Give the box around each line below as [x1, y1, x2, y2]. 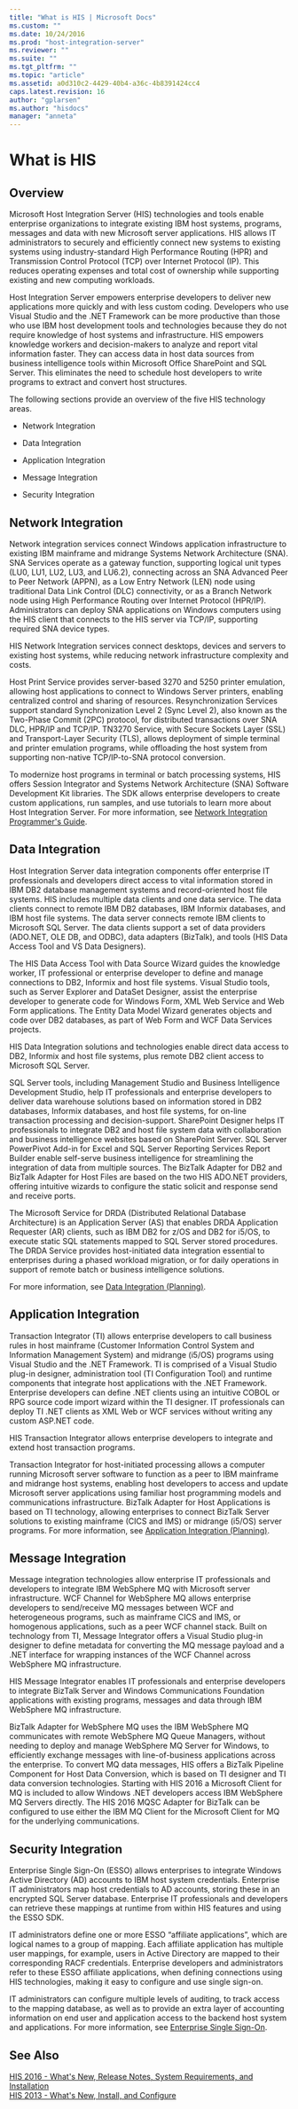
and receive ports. [9, 1190, 76, 1201]
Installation [9, 2081, 50, 2091]
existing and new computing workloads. [9, 275, 155, 286]
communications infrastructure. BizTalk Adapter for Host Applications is [9, 1496, 271, 1508]
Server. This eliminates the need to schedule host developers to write [9, 367, 263, 378]
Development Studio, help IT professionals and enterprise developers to [9, 1086, 272, 1097]
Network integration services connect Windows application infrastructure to [9, 538, 286, 549]
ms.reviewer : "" [9, 46, 69, 55]
